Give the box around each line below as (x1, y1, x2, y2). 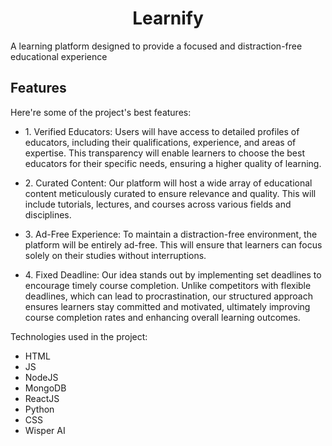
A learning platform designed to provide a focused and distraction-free (10, 40, 303, 52)
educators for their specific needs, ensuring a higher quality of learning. (24, 157, 322, 169)
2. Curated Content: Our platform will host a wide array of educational (24, 177, 313, 189)
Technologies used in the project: (10, 330, 148, 342)
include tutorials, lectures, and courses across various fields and (24, 198, 292, 210)
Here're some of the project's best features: (10, 106, 192, 118)
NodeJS (24, 371, 59, 383)
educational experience (10, 50, 108, 62)
